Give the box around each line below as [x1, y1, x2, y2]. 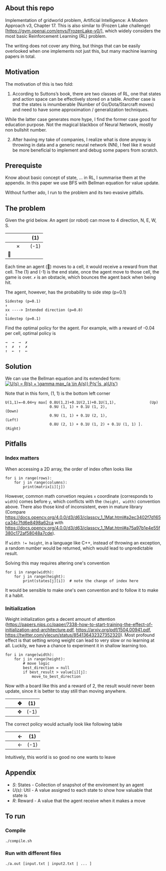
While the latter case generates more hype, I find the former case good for [5, 116, 157, 122]
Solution [5, 362, 32, 371]
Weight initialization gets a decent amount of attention [5, 616, 115, 622]
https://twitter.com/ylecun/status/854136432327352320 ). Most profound [5, 632, 155, 638]
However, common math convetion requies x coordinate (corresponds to [5, 493, 153, 499]
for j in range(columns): [14, 480, 68, 485]
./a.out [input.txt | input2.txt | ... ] [5, 861, 92, 866]
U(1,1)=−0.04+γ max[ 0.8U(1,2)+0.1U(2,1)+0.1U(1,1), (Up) [5, 400, 159, 405]
